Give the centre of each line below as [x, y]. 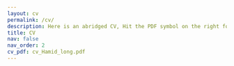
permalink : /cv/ [31, 20]
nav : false [23, 39]
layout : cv [23, 13]
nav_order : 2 [26, 45]
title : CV [22, 33]
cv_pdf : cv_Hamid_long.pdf [46, 52]
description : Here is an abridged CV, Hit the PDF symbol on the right [113, 26]
